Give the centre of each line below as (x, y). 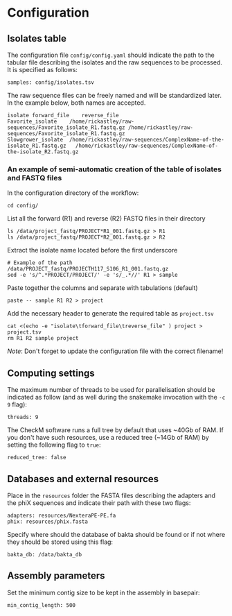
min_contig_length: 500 (42, 605)
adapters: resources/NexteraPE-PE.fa (62, 515)
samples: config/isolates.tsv (51, 83)
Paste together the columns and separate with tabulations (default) (103, 288)
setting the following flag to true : (54, 445)
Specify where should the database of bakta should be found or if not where (116, 534)
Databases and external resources (83, 479)
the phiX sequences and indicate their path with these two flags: (99, 503)
